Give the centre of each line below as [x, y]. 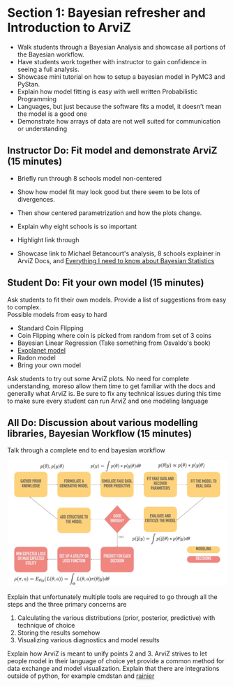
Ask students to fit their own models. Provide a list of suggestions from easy [117, 300]
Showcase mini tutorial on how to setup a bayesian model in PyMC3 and [121, 76]
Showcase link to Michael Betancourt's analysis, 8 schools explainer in [119, 253]
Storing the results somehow [59, 633]
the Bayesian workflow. [51, 54]
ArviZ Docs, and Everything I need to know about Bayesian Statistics [116, 260]
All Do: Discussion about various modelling [103, 423]
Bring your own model [49, 365]
